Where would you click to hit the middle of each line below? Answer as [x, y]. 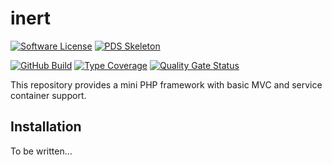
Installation [46, 127]
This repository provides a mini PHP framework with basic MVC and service [166, 84]
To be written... [41, 151]
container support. [48, 95]
